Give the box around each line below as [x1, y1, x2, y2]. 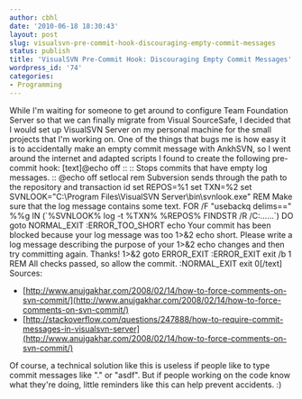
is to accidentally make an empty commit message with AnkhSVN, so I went [9, 143, 291, 154]
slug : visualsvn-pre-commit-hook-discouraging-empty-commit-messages [9, 38, 277, 48]
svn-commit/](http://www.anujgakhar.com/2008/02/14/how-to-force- [22, 295, 282, 305]
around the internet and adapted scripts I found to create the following [9, 152, 270, 163]
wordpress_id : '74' [9, 64, 83, 73]
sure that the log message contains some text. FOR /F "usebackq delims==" [9, 200, 292, 212]
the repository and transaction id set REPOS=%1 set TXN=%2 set [9, 181, 252, 192]
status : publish [9, 47, 70, 56]
